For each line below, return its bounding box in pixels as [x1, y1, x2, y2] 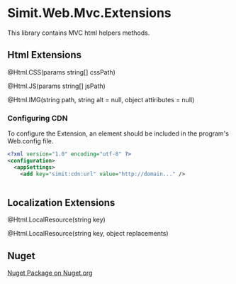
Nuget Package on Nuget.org [7, 268, 93, 278]
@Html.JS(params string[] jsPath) [7, 82, 106, 90]
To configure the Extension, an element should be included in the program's [7, 129, 229, 138]
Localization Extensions [7, 197, 116, 209]
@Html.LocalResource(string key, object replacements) [7, 229, 169, 238]
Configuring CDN [7, 113, 68, 123]
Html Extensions [7, 49, 82, 61]
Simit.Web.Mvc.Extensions [7, 5, 172, 21]
